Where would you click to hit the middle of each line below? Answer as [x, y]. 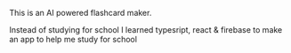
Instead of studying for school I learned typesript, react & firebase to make [146, 30]
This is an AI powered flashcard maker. [81, 13]
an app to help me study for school [73, 39]
